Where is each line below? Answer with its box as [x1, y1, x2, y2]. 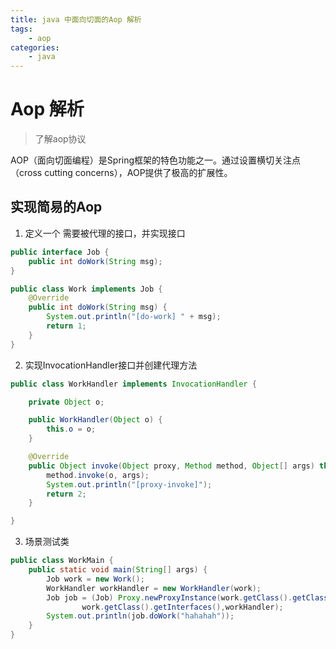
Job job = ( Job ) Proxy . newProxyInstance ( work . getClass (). [46, 592, 293, 603]
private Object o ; [28, 397, 105, 407]
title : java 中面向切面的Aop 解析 [10, 14, 142, 25]
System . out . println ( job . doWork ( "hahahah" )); [46, 611, 235, 621]
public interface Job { [10, 247, 110, 257]
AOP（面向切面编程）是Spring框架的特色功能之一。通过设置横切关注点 [10, 154, 302, 166]
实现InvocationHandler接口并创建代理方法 [24, 359, 198, 371]
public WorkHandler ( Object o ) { [28, 415, 163, 425]
